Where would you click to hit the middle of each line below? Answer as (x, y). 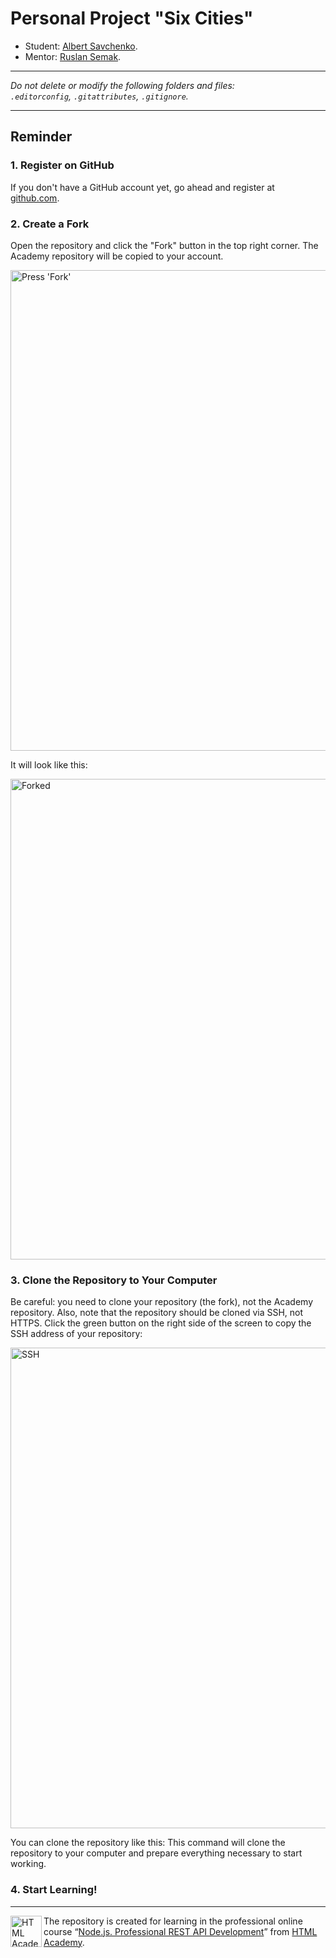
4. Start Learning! (54, 1890)
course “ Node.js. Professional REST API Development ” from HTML (180, 1931)
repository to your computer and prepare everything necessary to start (156, 1853)
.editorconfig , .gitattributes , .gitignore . (99, 96)
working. (28, 1864)
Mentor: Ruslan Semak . (73, 56)
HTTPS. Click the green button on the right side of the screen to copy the (161, 1323)
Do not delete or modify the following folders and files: (122, 85)
